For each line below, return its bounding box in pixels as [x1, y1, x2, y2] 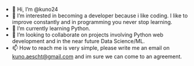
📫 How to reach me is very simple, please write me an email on [11, 44, 170, 51]
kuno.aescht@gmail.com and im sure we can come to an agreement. [11, 53, 182, 60]
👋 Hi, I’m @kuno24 [11, 6, 58, 13]
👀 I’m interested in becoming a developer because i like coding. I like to [11, 12, 188, 19]
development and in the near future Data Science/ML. [11, 38, 145, 44]
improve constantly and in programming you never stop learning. [11, 19, 172, 25]
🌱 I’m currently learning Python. [11, 25, 91, 32]
